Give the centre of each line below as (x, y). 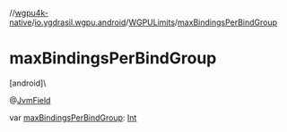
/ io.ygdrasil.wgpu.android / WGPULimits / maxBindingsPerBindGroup (154, 22)
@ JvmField (30, 100)
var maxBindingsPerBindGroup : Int (73, 117)
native (21, 22)
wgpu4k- (32, 13)
